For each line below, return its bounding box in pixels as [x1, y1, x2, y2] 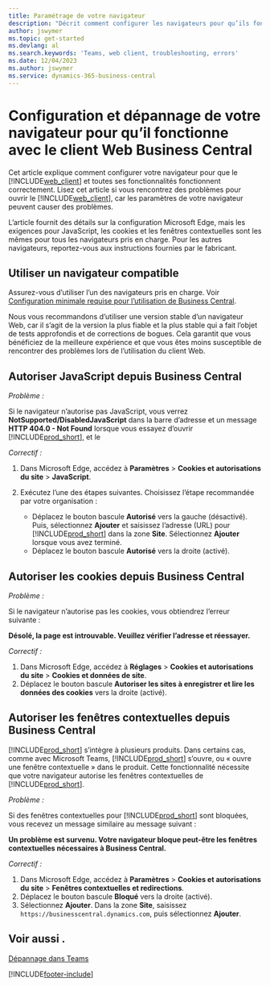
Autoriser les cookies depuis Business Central [8, 569, 245, 583]
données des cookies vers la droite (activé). [19, 688, 167, 697]
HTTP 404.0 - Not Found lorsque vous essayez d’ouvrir [8, 424, 194, 434]
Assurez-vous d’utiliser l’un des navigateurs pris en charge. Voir [8, 288, 220, 297]
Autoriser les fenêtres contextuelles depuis [8, 711, 231, 725]
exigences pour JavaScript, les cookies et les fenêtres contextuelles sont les [8, 226, 262, 235]
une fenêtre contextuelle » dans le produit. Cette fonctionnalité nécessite [8, 762, 250, 772]
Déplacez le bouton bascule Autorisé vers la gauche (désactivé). [31, 512, 247, 522]
